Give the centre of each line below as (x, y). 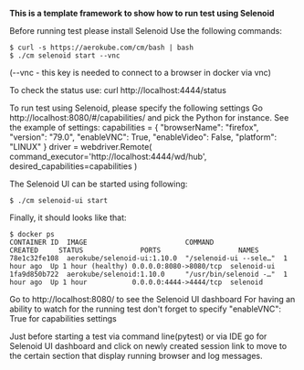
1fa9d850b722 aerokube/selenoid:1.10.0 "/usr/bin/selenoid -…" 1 (148, 274)
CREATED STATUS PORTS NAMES (134, 250)
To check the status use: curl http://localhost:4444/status (118, 90)
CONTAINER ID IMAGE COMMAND (112, 242)
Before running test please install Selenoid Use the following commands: (146, 31)
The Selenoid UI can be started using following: (99, 184)
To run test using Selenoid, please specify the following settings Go (136, 108)
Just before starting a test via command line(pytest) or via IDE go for (138, 336)
